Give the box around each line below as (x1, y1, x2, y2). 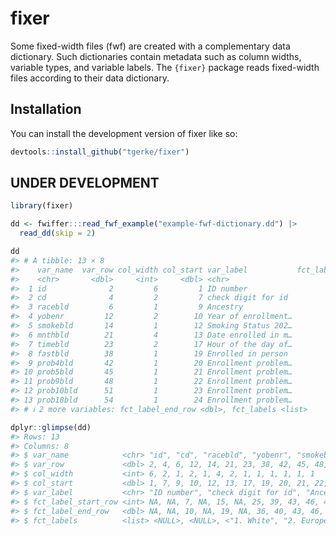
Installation (10, 101, 82, 118)
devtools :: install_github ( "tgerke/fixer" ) (10, 147, 190, 157)
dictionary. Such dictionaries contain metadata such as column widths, (10, 50, 302, 62)
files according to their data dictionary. (10, 72, 170, 84)
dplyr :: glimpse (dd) (10, 422, 92, 432)
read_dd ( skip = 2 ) (19, 228, 97, 239)
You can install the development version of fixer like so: (10, 127, 238, 139)
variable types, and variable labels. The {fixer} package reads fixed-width (10, 61, 320, 73)
